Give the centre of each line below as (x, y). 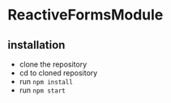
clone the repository (53, 64)
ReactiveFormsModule (85, 15)
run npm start (42, 90)
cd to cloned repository (58, 73)
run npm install (46, 82)
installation (36, 45)
